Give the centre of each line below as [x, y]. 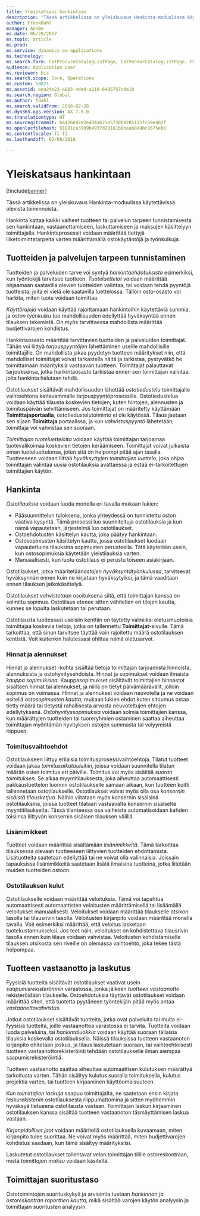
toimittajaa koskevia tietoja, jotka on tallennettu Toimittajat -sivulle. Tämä [95, 626]
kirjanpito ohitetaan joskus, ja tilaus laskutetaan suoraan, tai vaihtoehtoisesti [99, 1045]
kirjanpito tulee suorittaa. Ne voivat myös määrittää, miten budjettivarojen [96, 1137]
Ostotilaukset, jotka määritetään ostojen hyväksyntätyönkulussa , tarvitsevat [98, 571]
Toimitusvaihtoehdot [37, 746]
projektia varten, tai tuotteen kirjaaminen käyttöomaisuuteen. [81, 1082]
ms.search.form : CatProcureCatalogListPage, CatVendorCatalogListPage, [97, 61]
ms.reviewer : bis [28, 73]
